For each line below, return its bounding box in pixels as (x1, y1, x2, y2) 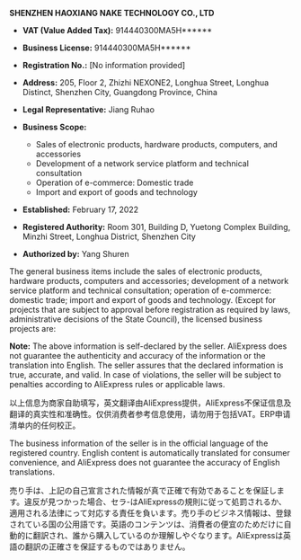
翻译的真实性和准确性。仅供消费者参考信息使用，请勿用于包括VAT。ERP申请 (9, 409, 291, 419)
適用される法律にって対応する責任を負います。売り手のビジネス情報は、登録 (9, 508, 292, 518)
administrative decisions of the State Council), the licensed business (9, 314, 263, 324)
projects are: (9, 324, 57, 333)
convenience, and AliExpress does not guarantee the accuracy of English (9, 458, 280, 467)
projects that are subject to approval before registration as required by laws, (9, 305, 291, 315)
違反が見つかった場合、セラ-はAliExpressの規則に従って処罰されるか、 (23, 496, 288, 507)
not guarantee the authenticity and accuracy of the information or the (9, 351, 266, 360)
